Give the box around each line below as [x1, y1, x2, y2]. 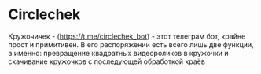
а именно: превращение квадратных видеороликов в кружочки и [8, 48, 229, 57]
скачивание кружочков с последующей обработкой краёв [8, 57, 206, 66]
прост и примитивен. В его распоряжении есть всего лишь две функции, [8, 39, 254, 49]
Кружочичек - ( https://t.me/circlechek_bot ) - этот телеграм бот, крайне [8, 31, 246, 41]
